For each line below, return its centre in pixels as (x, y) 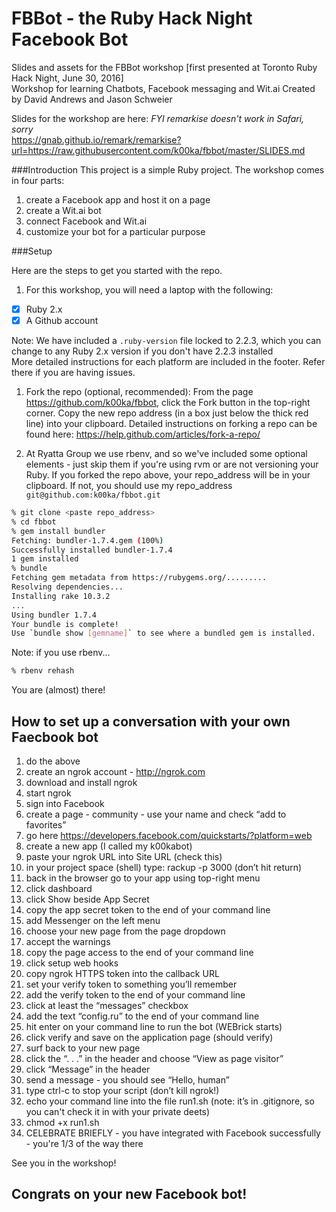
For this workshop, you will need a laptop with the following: (149, 289)
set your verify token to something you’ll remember (131, 984)
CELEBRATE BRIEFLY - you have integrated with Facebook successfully (173, 1133)
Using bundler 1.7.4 (54, 615)
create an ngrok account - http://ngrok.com (115, 771)
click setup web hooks (72, 963)
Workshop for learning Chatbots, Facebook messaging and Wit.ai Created (163, 88)
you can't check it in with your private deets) (118, 1111)
